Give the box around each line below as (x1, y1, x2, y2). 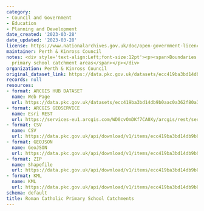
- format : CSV (6, 122, 42, 128)
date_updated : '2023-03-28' (6, 37, 78, 43)
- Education (6, 20, 36, 26)
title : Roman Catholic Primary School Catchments (6, 195, 135, 201)
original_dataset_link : (6, 71, 67, 77)
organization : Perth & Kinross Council (6, 65, 107, 72)
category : (6, 9, 32, 15)
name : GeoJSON (12, 144, 47, 151)
